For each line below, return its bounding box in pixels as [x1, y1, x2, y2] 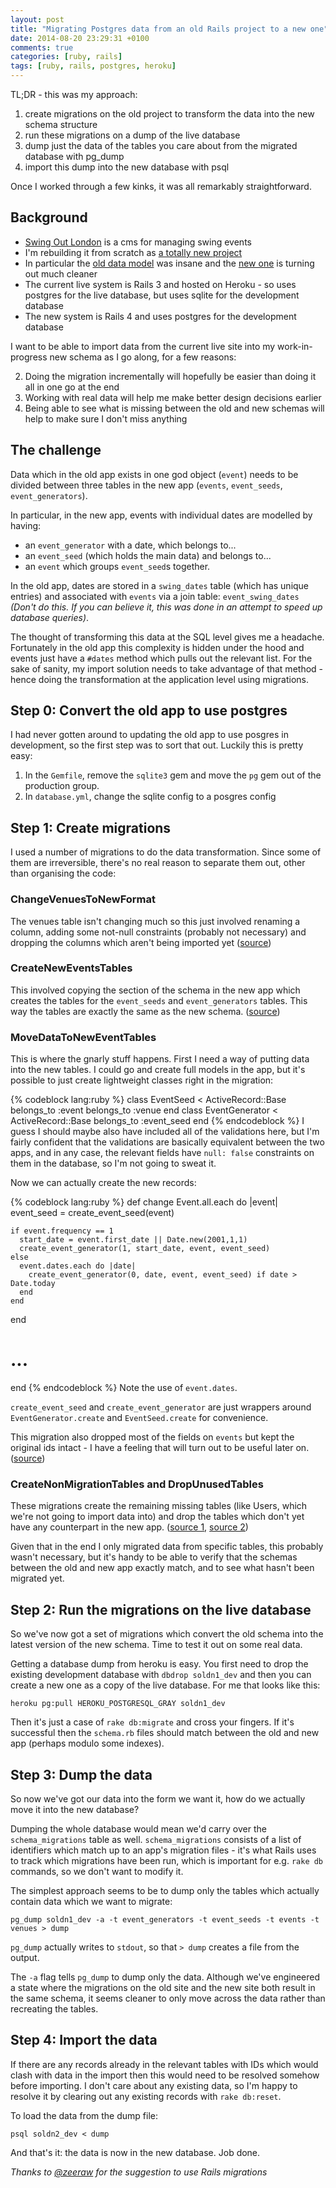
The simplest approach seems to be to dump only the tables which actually [10, 1885, 320, 1896]
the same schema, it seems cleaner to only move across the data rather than [10, 1992, 326, 2004]
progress [10, 351, 48, 363]
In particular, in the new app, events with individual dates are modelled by [10, 509, 313, 521]
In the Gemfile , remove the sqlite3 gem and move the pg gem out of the [24, 769, 322, 781]
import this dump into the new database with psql [24, 161, 230, 173]
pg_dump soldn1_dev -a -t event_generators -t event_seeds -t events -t [10, 1915, 320, 1925]
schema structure [24, 119, 98, 130]
